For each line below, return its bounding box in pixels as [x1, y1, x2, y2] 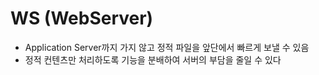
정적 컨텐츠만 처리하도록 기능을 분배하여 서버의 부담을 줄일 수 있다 [24, 53, 282, 66]
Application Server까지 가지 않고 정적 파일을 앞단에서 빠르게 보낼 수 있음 [24, 41, 310, 53]
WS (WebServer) [10, 7, 154, 30]
